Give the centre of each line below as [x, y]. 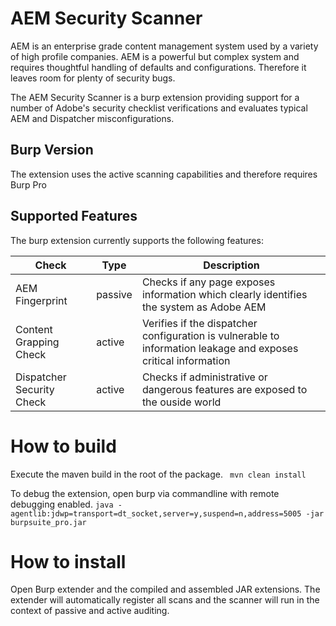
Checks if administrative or [204, 377]
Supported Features [74, 216]
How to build [63, 446]
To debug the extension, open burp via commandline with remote [145, 493]
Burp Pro [28, 184]
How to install [68, 561]
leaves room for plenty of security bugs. [93, 78]
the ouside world [181, 402]
